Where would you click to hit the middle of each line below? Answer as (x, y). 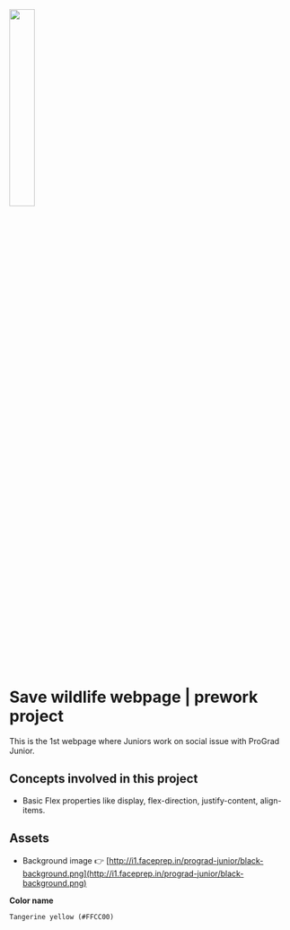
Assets (29, 838)
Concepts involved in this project (104, 779)
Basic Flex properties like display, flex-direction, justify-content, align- (152, 800)
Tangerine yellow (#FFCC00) (62, 917)
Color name (31, 900)
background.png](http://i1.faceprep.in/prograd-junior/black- (133, 873)
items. (34, 810)
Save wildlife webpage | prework (134, 697)
